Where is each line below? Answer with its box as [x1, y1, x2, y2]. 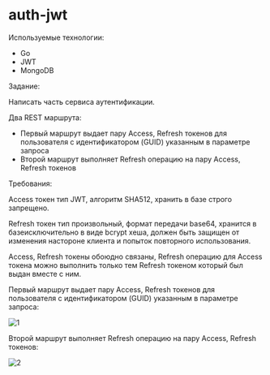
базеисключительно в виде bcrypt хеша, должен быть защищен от [8, 227, 240, 237]
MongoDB [19, 65, 54, 75]
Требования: [8, 179, 53, 188]
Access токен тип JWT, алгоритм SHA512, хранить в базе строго [8, 194, 233, 204]
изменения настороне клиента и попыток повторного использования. [8, 235, 251, 245]
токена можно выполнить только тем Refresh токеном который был [8, 260, 243, 269]
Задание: [8, 81, 41, 91]
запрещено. [8, 203, 50, 213]
